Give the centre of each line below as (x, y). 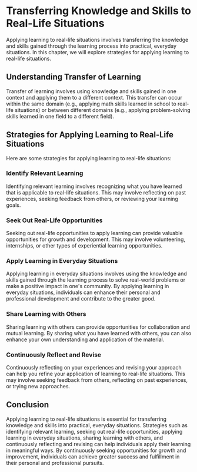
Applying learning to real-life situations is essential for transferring (86, 419)
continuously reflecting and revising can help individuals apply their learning (98, 444)
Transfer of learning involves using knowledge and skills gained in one (91, 91)
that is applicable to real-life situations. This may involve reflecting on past (96, 192)
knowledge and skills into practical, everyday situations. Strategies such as (97, 425)
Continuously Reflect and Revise (54, 355)
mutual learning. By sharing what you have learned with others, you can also (99, 333)
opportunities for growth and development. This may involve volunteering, (96, 239)
